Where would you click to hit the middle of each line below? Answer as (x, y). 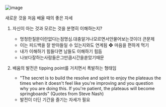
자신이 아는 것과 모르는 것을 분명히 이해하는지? (57, 28)
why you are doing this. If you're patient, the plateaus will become (87, 88)
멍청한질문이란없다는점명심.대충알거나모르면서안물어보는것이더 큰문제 (87, 39)
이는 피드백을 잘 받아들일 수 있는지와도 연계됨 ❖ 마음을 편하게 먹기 (84, 45)
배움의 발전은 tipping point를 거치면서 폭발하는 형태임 (64, 68)
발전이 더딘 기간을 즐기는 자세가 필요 (55, 100)
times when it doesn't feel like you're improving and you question (86, 83)
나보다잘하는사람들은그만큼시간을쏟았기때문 (62, 57)
